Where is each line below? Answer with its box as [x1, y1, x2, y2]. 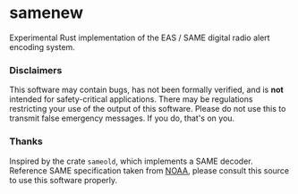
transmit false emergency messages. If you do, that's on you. [9, 113, 235, 123]
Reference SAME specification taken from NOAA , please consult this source [9, 164, 290, 176]
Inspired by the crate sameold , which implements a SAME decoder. [9, 156, 253, 166]
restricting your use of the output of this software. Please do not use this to [9, 104, 286, 114]
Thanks [9, 135, 43, 148]
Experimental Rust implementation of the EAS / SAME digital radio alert [9, 32, 270, 43]
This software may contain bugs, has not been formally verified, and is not [9, 84, 284, 96]
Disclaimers [9, 63, 63, 76]
